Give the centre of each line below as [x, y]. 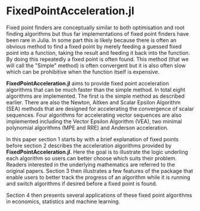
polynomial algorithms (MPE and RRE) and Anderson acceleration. [87, 128]
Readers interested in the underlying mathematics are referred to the [90, 165]
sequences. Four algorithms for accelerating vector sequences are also [94, 115]
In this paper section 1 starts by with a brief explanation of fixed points [93, 139]
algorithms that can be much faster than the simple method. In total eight [96, 89]
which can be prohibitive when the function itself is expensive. [83, 72]
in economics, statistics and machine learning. [63, 201]
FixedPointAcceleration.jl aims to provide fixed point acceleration [87, 83]
